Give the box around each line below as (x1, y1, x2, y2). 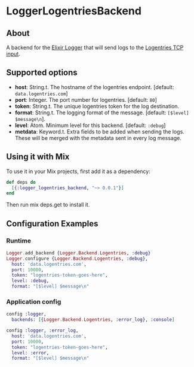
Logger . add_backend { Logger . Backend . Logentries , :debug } (6, 250, 151, 256)
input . (6, 50, 21, 57)
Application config (6, 298, 61, 306)
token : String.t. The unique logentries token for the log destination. (14, 102, 180, 110)
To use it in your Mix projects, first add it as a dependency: (6, 168, 150, 175)
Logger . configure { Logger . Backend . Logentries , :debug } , (6, 256, 148, 262)
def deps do (6, 179, 36, 185)
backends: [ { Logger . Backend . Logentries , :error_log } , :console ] (11, 317, 175, 323)
